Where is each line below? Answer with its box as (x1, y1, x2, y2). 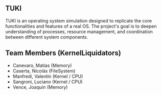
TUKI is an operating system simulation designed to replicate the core (5, 17, 152, 23)
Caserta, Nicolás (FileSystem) (12, 67, 76, 74)
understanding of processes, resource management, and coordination (5, 28, 153, 35)
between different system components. (5, 34, 88, 40)
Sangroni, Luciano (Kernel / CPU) (12, 79, 83, 85)
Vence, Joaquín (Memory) (12, 84, 68, 90)
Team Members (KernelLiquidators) (5, 49, 121, 58)
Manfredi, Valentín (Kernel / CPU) (12, 73, 83, 79)
